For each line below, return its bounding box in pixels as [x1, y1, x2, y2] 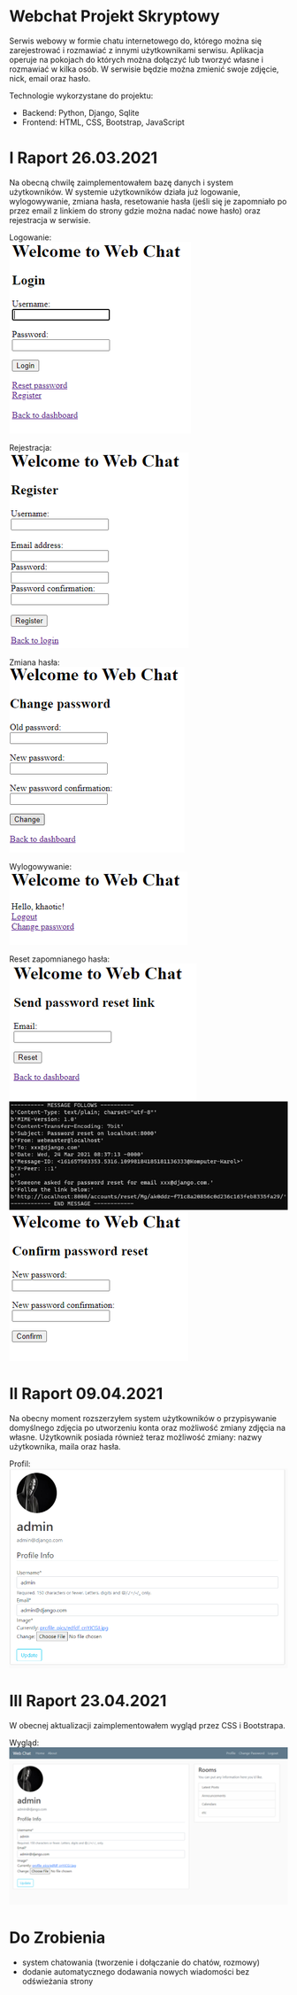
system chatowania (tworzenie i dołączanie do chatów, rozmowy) [21, 1957, 261, 1968]
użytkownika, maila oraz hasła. [9, 1441, 121, 1451]
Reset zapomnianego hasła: [9, 954, 110, 964]
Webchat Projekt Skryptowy [9, 6, 220, 27]
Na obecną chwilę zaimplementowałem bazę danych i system [9, 177, 234, 188]
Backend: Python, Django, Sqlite [21, 107, 140, 118]
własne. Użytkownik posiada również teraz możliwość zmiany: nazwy [9, 1432, 263, 1442]
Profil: [9, 1458, 31, 1469]
